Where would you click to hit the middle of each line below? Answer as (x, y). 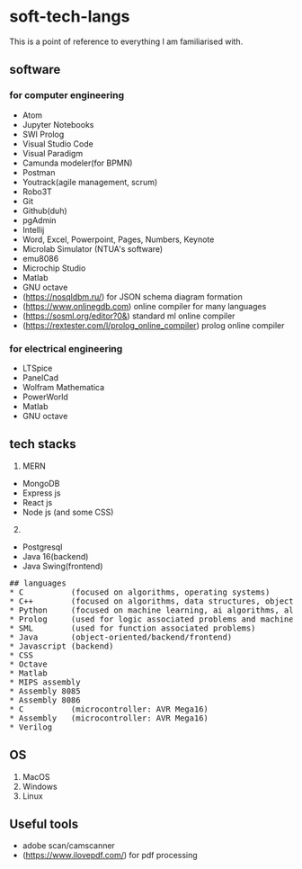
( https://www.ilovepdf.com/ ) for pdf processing (110, 856)
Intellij (33, 229)
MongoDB (41, 483)
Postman (39, 172)
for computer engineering (67, 95)
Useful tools (44, 824)
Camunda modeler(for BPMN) (77, 163)
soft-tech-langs (70, 17)
